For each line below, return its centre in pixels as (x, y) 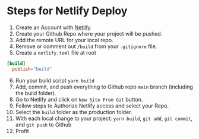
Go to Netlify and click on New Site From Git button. (79, 99)
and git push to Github (43, 124)
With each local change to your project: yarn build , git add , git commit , (104, 118)
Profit (22, 131)
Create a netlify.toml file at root (56, 52)
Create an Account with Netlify (53, 27)
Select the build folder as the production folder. (74, 112)
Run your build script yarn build (55, 80)
